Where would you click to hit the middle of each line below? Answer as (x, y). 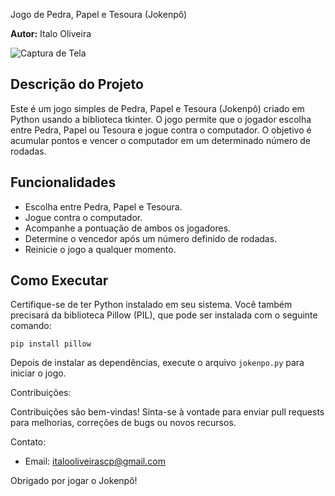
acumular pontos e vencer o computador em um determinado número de (161, 140)
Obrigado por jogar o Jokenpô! (74, 481)
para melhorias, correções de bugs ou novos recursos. (123, 423)
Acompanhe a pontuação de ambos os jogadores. (128, 228)
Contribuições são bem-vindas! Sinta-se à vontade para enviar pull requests (167, 412)
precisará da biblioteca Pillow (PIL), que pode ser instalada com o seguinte (164, 315)
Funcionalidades (63, 182)
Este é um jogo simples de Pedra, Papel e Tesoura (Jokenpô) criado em (157, 108)
